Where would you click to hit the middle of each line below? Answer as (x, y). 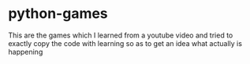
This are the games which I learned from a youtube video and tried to (121, 35)
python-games (58, 14)
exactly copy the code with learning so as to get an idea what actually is (125, 43)
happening (26, 52)
